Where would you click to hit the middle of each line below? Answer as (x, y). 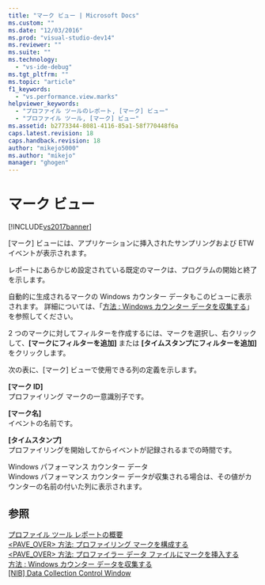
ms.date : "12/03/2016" (45, 30)
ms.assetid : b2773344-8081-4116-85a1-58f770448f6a (93, 126)
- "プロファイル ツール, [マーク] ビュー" (78, 119)
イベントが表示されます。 (49, 253)
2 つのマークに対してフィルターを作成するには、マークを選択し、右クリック (132, 333)
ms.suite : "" (30, 52)
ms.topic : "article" (42, 82)
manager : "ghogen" (38, 163)
